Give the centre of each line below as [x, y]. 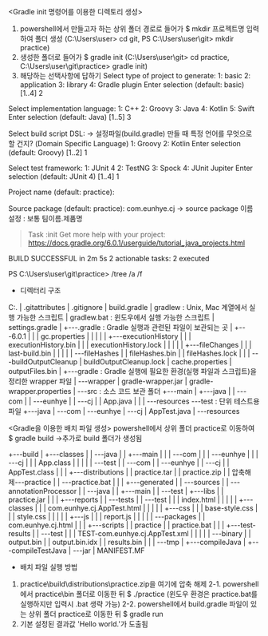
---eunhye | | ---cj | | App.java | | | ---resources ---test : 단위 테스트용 [146, 401]
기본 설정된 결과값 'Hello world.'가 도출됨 [84, 624]
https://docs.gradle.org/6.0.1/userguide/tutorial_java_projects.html [136, 243]
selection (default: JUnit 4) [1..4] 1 [64, 177]
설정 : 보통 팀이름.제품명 [45, 219]
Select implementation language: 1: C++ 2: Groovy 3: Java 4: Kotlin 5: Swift [132, 109]
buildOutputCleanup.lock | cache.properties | [158, 362]
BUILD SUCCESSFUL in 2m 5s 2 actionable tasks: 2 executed [109, 258]
